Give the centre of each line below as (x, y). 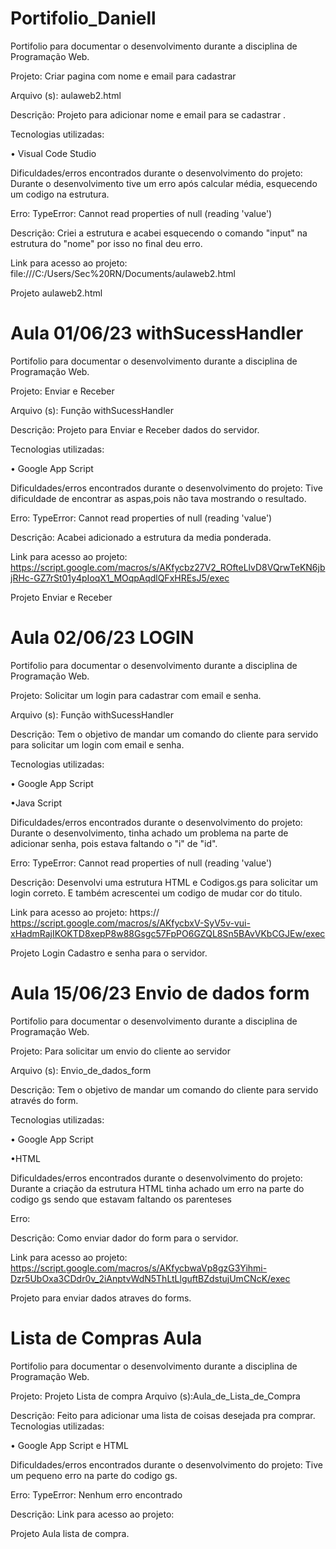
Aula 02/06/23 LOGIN (102, 638)
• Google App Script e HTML (69, 1445)
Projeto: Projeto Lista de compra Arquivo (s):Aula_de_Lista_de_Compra (155, 1396)
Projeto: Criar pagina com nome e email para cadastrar (123, 76)
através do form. (44, 1100)
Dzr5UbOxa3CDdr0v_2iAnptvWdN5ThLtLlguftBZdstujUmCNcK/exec (150, 1278)
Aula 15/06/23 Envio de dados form (160, 993)
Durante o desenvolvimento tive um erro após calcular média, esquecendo (164, 183)
